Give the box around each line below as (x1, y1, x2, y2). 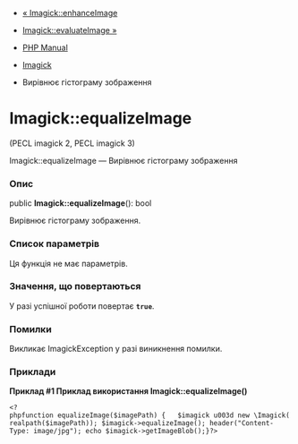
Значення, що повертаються (9, 280, 141, 293)
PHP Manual (21, 42, 69, 53)
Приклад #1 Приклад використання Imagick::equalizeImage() (9, 386, 248, 397)
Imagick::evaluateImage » (21, 25, 117, 35)
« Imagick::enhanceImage (21, 8, 118, 18)
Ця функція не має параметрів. (9, 258, 128, 269)
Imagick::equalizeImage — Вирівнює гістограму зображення (9, 155, 238, 166)
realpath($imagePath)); (9, 419, 98, 428)
